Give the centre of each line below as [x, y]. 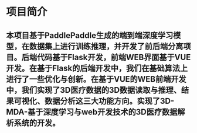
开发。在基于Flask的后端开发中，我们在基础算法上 [97, 68]
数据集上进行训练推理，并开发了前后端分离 [106, 46]
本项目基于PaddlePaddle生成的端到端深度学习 [90, 35]
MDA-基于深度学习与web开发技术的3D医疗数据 [92, 112]
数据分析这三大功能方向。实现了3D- [109, 101]
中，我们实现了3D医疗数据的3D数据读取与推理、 [94, 90]
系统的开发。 [37, 123]
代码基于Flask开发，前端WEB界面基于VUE [114, 57]
